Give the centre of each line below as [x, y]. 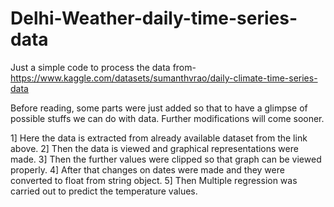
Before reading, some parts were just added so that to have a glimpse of [159, 108]
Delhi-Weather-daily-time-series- [154, 18]
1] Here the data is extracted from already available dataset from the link [159, 138]
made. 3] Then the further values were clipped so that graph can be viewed [166, 159]
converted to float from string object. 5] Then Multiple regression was [154, 180]
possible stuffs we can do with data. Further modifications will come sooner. [167, 118]
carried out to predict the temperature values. [104, 191]
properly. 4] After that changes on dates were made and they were [147, 169]
